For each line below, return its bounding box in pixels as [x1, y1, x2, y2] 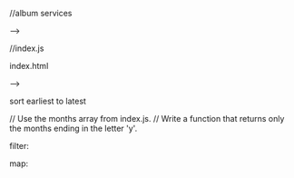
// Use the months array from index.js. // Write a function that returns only [9, 114, 285, 124]
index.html [9, 61, 49, 71]
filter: [9, 141, 30, 151]
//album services [9, 8, 73, 18]
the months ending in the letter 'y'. [9, 123, 138, 133]
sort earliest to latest [9, 95, 86, 106]
